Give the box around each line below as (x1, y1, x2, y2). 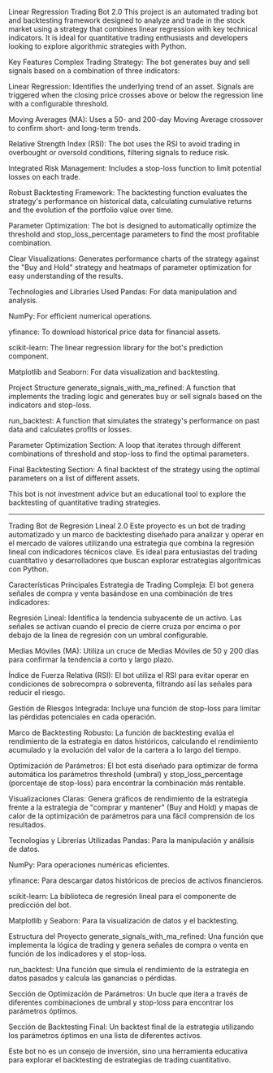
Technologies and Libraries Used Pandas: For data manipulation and (8, 287, 237, 296)
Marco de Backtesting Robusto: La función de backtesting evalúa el (8, 728, 234, 737)
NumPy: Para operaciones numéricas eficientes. (8, 860, 171, 869)
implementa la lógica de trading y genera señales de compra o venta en (8, 941, 249, 949)
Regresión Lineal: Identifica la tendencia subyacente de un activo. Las (8, 613, 242, 623)
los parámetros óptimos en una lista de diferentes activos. (8, 1031, 203, 1040)
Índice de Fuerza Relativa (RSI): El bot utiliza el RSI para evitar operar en (8, 671, 249, 680)
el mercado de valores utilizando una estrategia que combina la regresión (8, 538, 254, 548)
